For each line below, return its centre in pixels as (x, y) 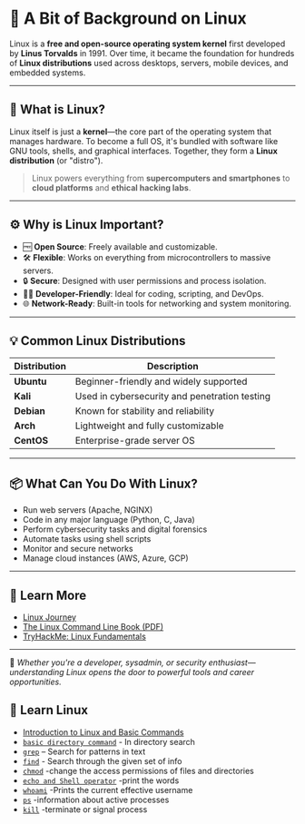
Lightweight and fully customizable (149, 426)
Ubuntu (30, 382)
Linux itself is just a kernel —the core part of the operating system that (141, 132)
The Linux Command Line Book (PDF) (93, 627)
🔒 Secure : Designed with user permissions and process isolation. (144, 280)
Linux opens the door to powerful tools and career (160, 672)
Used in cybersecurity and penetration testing (172, 397)
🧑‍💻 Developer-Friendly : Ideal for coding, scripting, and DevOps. (143, 293)
